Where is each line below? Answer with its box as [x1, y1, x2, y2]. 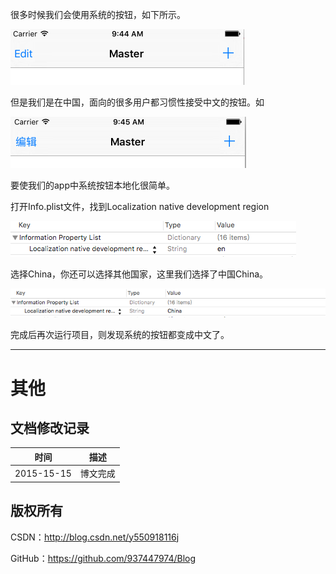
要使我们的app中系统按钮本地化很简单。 [10, 179, 176, 191]
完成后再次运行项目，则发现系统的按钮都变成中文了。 [10, 329, 230, 341]
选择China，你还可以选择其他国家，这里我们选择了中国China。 [10, 268, 269, 280]
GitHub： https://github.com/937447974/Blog [10, 552, 197, 564]
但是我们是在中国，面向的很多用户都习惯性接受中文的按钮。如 [10, 96, 265, 108]
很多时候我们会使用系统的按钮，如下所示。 [10, 9, 186, 20]
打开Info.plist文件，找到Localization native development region [10, 201, 270, 212]
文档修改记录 [10, 420, 90, 437]
